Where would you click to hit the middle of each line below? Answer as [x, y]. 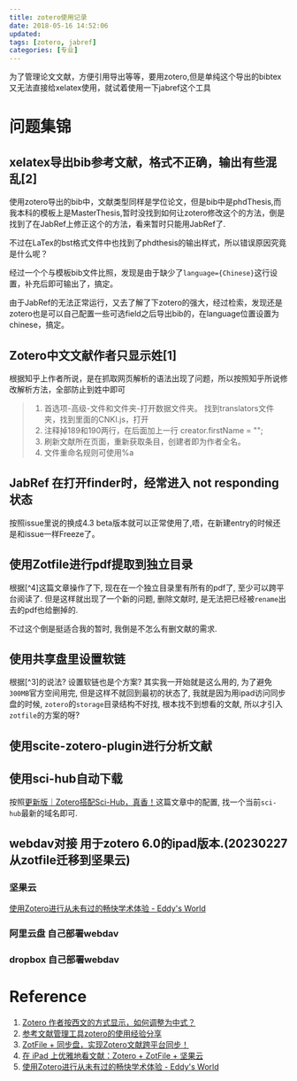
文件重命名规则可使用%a [89, 452]
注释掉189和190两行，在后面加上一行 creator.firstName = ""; [153, 430]
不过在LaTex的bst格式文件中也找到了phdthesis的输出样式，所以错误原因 [140, 243]
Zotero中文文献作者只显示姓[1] [93, 355]
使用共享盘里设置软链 [67, 659]
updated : [25, 34]
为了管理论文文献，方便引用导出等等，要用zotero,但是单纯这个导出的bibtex [145, 77]
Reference [48, 997]
